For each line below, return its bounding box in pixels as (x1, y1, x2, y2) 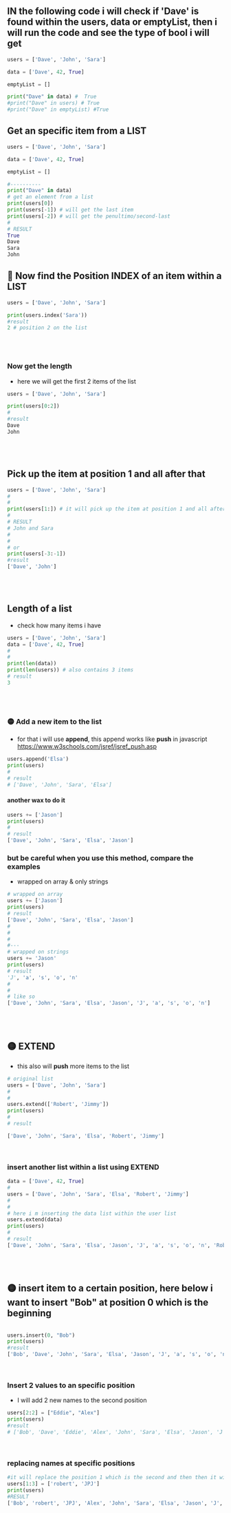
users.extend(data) (7, 1216, 63, 1223)
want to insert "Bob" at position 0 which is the (7, 1297, 209, 1308)
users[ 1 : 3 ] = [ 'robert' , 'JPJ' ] (7, 1481, 100, 1488)
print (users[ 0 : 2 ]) (7, 403, 60, 410)
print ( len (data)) (7, 660, 57, 667)
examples (7, 862, 41, 872)
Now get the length (7, 362, 72, 371)
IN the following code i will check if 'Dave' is (7, 6, 199, 17)
